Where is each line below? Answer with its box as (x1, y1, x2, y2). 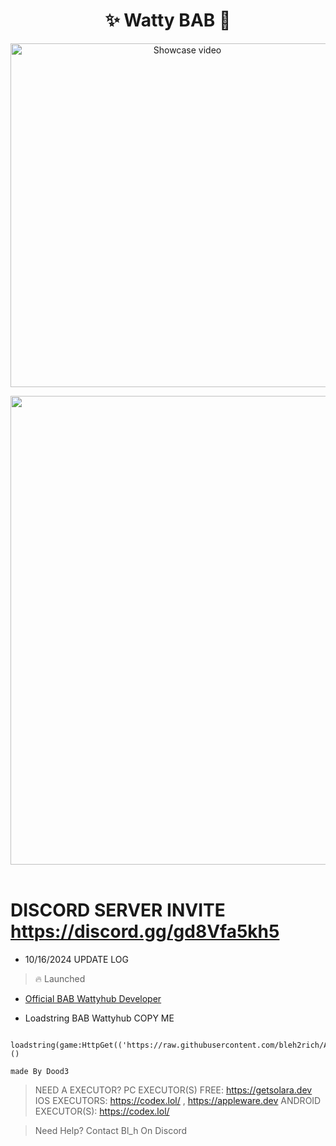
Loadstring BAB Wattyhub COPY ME (24, 1012, 175, 1024)
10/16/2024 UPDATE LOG (24, 953, 129, 965)
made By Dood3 (10, 1066, 70, 1076)
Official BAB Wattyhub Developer (24, 992, 162, 1004)
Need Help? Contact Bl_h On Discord (34, 1124, 188, 1136)
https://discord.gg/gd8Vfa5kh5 (10, 920, 280, 943)
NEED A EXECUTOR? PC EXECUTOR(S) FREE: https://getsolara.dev (34, 1084, 313, 1096)
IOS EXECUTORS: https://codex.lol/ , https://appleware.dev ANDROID (34, 1094, 322, 1106)
